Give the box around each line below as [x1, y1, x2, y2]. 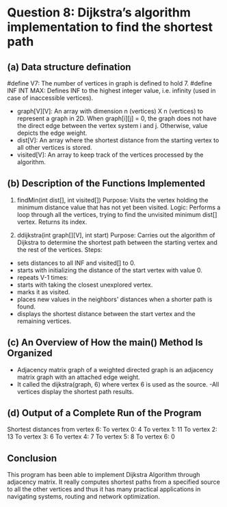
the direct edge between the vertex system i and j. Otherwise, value [16, 122, 208, 129]
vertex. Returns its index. [16, 218, 88, 226]
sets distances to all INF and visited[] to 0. [16, 259, 135, 267]
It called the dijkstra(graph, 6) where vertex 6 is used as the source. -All [16, 380, 219, 388]
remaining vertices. [16, 317, 72, 325]
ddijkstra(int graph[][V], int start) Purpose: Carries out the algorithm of [16, 231, 215, 239]
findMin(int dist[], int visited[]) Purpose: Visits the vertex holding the [16, 196, 209, 204]
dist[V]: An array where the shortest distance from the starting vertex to [16, 136, 219, 144]
